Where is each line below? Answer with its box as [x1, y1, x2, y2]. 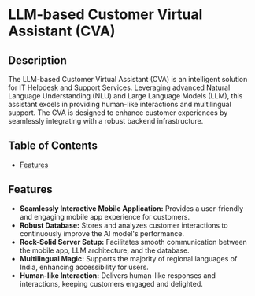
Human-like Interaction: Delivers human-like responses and [19, 270, 216, 280]
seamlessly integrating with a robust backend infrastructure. [8, 117, 204, 125]
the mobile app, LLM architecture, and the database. [19, 246, 190, 255]
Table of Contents [8, 139, 98, 153]
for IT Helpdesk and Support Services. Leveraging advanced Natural [8, 83, 231, 92]
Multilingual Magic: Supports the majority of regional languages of [19, 253, 238, 263]
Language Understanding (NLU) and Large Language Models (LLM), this [8, 91, 243, 100]
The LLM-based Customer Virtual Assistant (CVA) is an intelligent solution [8, 75, 248, 83]
